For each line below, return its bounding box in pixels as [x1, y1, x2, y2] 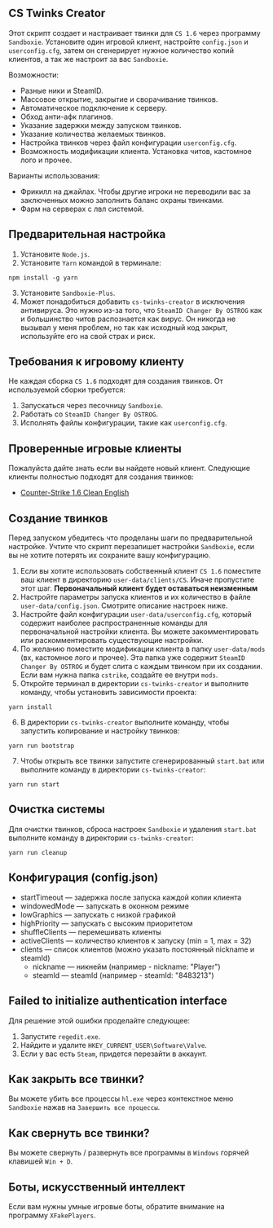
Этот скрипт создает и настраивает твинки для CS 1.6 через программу [8, 28, 261, 37]
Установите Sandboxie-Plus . [20, 288, 116, 297]
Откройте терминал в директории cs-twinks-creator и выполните [20, 679, 249, 689]
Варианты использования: [8, 170, 100, 180]
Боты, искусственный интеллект [8, 1180, 186, 1194]
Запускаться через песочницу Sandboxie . [20, 401, 164, 411]
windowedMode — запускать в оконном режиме [20, 900, 190, 911]
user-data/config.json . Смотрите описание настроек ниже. [20, 601, 228, 610]
